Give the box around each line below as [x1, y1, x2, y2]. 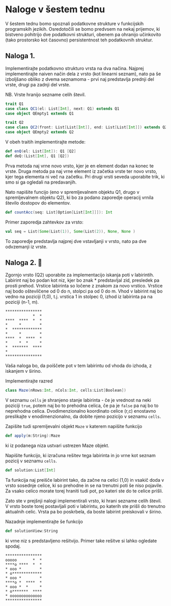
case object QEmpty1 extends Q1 [5, 111, 74, 116]
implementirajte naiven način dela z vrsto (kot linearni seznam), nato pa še [5, 71, 161, 77]
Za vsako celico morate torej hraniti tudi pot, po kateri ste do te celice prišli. [5, 487, 163, 494]
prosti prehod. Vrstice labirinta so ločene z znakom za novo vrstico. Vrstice [5, 283, 163, 289]
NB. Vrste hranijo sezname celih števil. [5, 91, 86, 98]
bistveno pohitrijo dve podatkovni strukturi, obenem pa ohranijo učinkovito [5, 31, 161, 37]
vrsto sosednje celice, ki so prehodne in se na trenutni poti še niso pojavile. [5, 482, 163, 488]
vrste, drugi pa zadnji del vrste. [5, 81, 71, 87]
